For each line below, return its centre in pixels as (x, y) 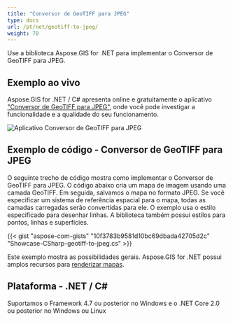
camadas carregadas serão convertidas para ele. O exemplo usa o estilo (112, 207)
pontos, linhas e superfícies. (48, 222)
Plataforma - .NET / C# (58, 287)
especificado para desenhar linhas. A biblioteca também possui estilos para (116, 215)
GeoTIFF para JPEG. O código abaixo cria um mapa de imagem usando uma (116, 185)
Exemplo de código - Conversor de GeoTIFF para (115, 150)
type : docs (23, 20)
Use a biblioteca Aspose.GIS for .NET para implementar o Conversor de (110, 53)
